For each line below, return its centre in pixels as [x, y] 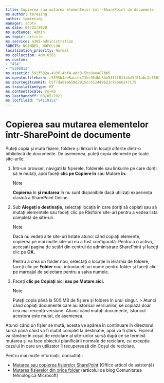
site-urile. [15, 159]
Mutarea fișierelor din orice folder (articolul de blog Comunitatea [77, 370]
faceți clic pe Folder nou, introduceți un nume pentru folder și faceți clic [84, 267]
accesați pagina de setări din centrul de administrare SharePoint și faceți [85, 247]
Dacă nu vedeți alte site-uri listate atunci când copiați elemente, [76, 236]
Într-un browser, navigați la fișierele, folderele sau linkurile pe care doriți [85, 169]
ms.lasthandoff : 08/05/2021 [34, 96]
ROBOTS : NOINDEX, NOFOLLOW [33, 46]
